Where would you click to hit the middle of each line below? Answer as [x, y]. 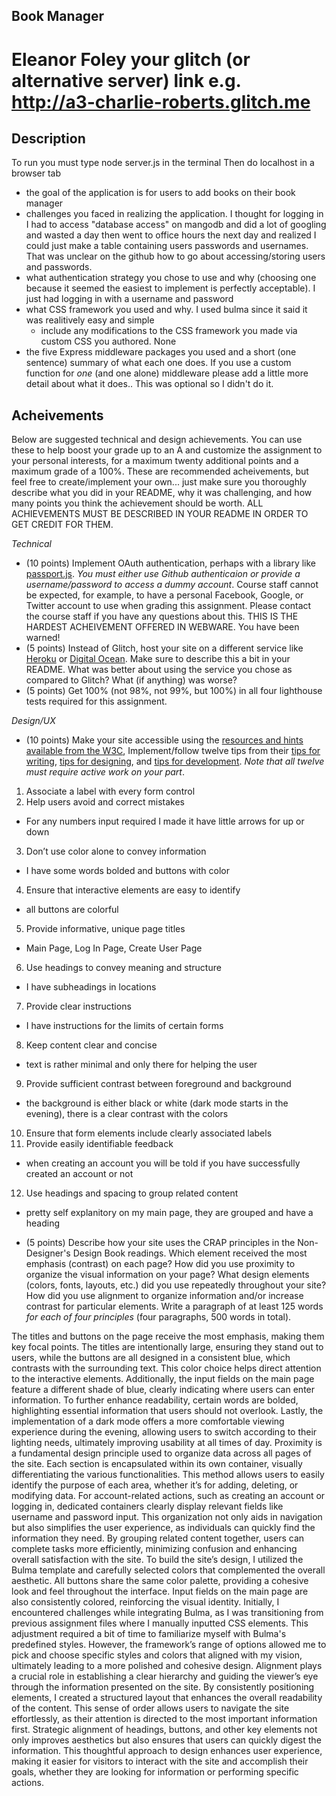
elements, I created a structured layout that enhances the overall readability [167, 1698]
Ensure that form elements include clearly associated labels [149, 1133]
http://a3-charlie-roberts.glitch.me [161, 101]
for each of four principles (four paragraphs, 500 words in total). [158, 1317]
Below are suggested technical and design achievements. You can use [157, 440]
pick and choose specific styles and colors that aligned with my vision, [157, 1655]
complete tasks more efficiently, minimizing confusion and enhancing [154, 1549]
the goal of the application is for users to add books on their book [160, 193]
